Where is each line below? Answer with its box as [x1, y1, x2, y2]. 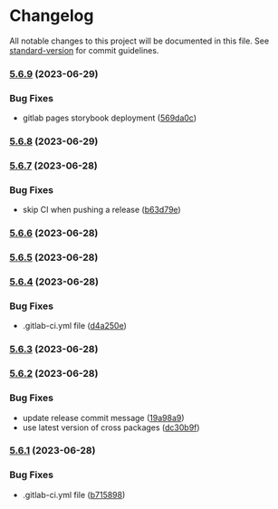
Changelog [9, 5, 94, 26]
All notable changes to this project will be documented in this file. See [9, 35, 270, 46]
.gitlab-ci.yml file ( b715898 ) [22, 489, 126, 500]
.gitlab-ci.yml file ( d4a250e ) [22, 321, 127, 331]
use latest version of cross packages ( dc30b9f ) [22, 422, 201, 433]
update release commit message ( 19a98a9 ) [22, 412, 185, 423]
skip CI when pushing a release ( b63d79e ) [22, 205, 181, 216]
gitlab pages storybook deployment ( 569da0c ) [22, 112, 197, 123]
